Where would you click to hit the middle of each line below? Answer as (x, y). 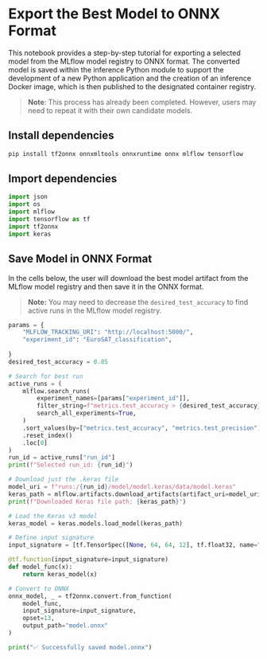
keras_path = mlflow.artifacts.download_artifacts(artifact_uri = (118, 494)
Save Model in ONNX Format (80, 259)
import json (28, 197)
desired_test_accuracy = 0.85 (58, 362)
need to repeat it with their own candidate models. (110, 110)
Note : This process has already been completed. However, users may (142, 102)
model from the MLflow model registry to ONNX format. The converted (124, 61)
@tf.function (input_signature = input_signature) (89, 560)
